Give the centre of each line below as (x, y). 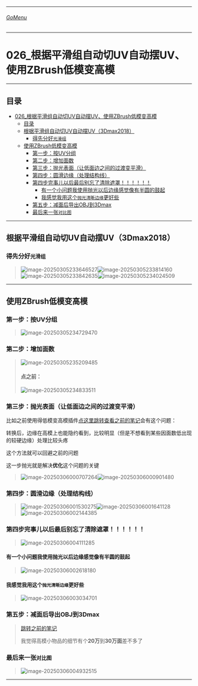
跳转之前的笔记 (39, 628)
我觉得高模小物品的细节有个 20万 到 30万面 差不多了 (82, 641)
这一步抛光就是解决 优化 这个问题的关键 (52, 465)
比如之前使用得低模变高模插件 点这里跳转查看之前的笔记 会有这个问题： (91, 421)
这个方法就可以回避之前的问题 (42, 453)
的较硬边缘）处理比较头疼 (37, 441)
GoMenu (17, 17)
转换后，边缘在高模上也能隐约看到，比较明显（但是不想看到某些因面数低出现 (99, 433)
